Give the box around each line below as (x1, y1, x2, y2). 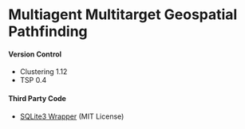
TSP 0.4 (19, 76, 47, 85)
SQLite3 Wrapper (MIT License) (19, 111, 124, 121)
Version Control (8, 49, 62, 59)
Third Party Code (8, 93, 66, 103)
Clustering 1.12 (19, 67, 68, 76)
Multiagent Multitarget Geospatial (8, 6, 238, 24)
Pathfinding (8, 22, 88, 41)
